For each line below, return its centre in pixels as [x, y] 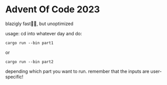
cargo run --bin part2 [29, 62]
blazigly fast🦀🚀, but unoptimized [39, 24]
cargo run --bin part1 [29, 43]
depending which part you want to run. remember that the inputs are [77, 71]
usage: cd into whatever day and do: [44, 33]
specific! [15, 77]
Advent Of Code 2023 [53, 9]
